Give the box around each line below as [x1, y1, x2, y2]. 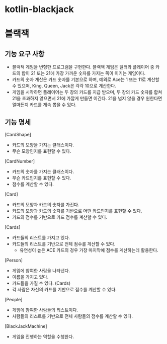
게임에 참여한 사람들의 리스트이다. [12, 307, 78, 313]
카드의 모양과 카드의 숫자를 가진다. [12, 202, 79, 207]
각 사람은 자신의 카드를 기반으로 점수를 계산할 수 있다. [12, 287, 117, 292]
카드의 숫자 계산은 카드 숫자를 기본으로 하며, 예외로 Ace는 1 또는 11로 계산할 [12, 76, 159, 82]
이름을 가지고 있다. [12, 274, 49, 280]
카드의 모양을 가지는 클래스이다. [12, 142, 74, 148]
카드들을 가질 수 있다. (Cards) [12, 280, 71, 286]
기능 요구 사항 [5, 49, 45, 58]
